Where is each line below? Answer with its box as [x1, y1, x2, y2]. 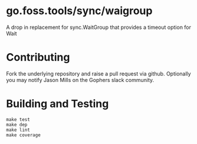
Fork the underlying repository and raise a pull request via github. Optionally [6, 70, 191, 77]
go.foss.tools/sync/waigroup [6, 4, 153, 18]
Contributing [6, 51, 70, 64]
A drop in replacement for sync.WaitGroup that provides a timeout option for [6, 24, 192, 31]
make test [6, 116, 31, 122]
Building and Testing [6, 97, 109, 110]
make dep [6, 122, 28, 127]
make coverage [6, 132, 41, 138]
